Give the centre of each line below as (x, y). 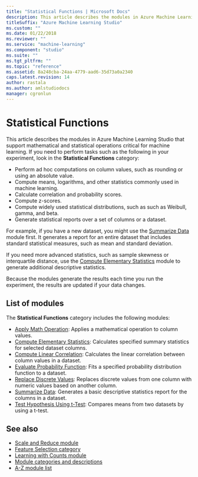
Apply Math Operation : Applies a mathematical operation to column (96, 329)
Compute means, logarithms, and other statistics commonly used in (97, 182)
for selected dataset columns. (51, 347)
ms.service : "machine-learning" (46, 45)
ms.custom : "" (24, 28)
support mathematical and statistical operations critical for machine (88, 145)
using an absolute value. (44, 175)
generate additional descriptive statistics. (56, 267)
